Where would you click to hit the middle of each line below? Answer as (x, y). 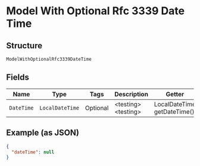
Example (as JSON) (43, 133)
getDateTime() (174, 111)
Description (131, 94)
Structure (24, 46)
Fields (18, 78)
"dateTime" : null (33, 152)
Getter (175, 94)
